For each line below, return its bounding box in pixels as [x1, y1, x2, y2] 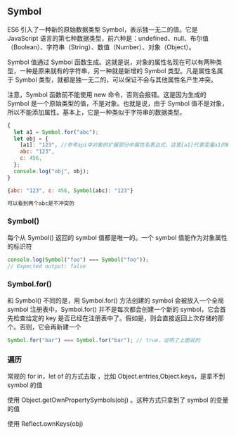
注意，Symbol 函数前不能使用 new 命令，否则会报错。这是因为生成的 [7, 90, 206, 99]
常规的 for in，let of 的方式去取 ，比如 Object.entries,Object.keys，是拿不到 [7, 372, 225, 380]
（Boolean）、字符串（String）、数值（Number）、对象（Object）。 [7, 42, 195, 51]
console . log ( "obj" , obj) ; [13, 168, 90, 175]
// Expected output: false [7, 263, 86, 270]
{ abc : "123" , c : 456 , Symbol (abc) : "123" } [7, 187, 133, 194]
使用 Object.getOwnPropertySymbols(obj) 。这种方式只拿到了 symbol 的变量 [7, 396, 229, 404]
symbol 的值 [7, 380, 43, 389]
